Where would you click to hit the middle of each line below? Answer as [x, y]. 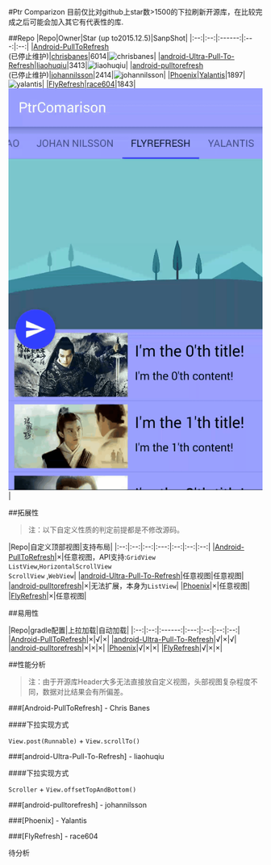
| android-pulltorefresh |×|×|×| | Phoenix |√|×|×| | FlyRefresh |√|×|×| [116, 648]
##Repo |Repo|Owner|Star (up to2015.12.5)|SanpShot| [98, 38]
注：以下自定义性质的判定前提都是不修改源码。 [106, 529]
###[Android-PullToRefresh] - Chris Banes [79, 708]
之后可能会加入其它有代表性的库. [69, 22]
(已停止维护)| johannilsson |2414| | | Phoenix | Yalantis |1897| [127, 75]
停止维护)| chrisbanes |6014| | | [90, 56]
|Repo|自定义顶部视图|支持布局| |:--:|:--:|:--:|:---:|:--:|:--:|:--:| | [112, 547]
